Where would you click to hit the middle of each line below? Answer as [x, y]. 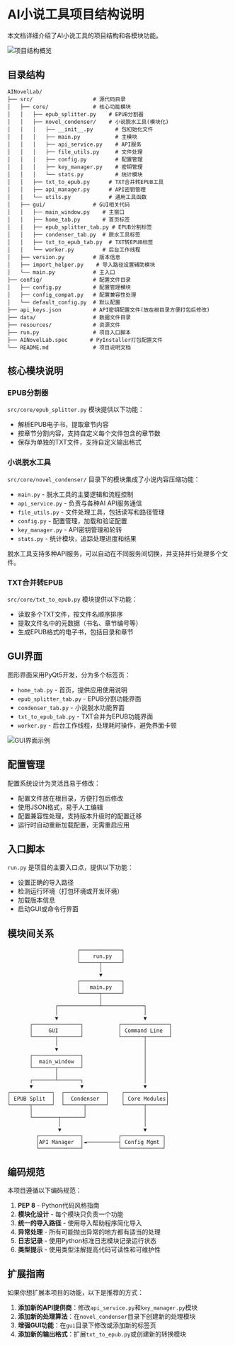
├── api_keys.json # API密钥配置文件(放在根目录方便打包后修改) [109, 310]
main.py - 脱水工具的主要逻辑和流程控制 [75, 494]
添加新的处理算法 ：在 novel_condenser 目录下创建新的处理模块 [107, 1316]
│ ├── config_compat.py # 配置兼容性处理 [72, 294]
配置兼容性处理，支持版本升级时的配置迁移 [80, 815]
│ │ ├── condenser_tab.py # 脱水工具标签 [74, 234]
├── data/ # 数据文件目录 [69, 317]
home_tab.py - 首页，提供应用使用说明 [72, 689]
